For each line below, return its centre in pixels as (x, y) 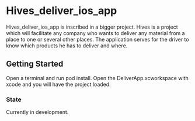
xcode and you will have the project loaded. (58, 84)
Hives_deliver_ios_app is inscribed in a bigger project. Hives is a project (92, 27)
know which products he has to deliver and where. (67, 46)
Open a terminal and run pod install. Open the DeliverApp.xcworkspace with (97, 78)
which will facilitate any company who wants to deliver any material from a (95, 33)
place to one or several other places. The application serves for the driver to (97, 39)
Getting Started (35, 64)
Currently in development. (37, 112)
